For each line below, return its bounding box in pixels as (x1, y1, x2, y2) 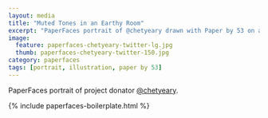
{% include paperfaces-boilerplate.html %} (8, 100, 150, 110)
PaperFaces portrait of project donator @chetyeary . (8, 85, 179, 95)
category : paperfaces (8, 57, 81, 65)
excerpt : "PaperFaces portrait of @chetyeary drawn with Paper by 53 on (8, 26, 255, 34)
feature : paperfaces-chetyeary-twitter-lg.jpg (15, 41, 173, 49)
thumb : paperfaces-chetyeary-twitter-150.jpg (15, 49, 170, 57)
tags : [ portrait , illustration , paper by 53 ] (8, 64, 162, 72)
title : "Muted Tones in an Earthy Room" (8, 19, 145, 27)
